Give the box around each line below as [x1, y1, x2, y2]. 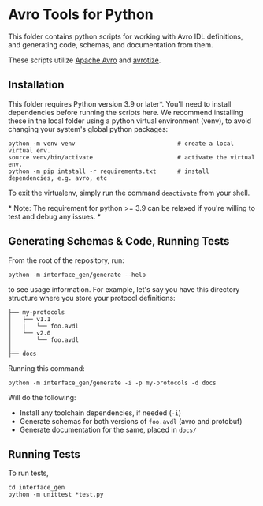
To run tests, [8, 468, 49, 478]
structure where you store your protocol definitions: [8, 293, 176, 302]
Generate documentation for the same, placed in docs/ [19, 425, 197, 434]
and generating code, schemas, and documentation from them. [8, 39, 213, 49]
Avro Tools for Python [8, 6, 154, 24]
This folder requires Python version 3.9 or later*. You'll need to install [8, 99, 232, 108]
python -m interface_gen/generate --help [8, 271, 146, 279]
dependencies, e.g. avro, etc [8, 174, 108, 182]
